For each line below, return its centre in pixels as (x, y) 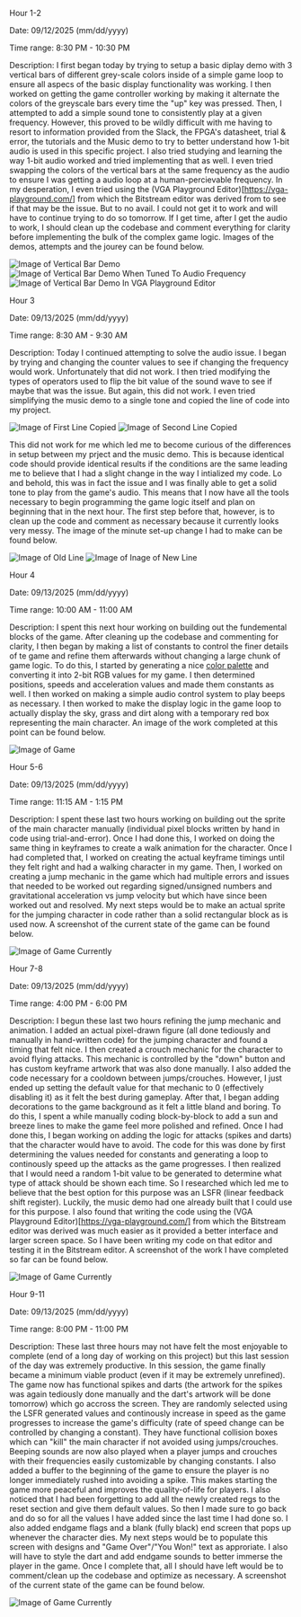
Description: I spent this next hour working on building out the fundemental (148, 627)
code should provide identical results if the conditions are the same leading (148, 464)
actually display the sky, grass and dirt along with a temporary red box (139, 713)
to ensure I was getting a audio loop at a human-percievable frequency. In (146, 180)
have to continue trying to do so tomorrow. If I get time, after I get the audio (148, 218)
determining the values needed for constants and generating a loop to (139, 1154)
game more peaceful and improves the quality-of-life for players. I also (140, 1489)
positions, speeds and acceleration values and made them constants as (142, 685)
